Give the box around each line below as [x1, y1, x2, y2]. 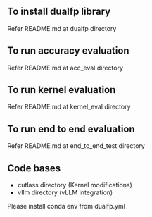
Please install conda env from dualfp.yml [7, 202, 125, 211]
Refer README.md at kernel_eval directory [7, 102, 132, 111]
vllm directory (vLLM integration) [17, 188, 113, 197]
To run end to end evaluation [7, 123, 135, 135]
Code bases [7, 162, 61, 174]
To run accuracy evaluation [7, 45, 129, 57]
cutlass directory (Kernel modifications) [17, 181, 132, 190]
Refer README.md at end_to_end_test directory [7, 142, 146, 150]
